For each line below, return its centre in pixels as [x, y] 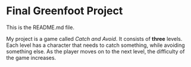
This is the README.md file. [40, 27]
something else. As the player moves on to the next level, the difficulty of [95, 51]
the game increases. [31, 58]
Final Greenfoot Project [65, 11]
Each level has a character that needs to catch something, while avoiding [96, 45]
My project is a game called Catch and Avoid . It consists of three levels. [94, 39]
